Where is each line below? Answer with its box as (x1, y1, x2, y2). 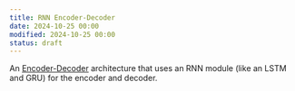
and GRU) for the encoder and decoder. (9, 73, 158, 84)
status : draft (9, 38, 64, 48)
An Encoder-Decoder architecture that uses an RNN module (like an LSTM (9, 63, 288, 74)
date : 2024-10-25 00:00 (9, 22, 100, 31)
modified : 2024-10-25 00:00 (9, 30, 116, 39)
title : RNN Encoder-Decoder (9, 13, 116, 23)
